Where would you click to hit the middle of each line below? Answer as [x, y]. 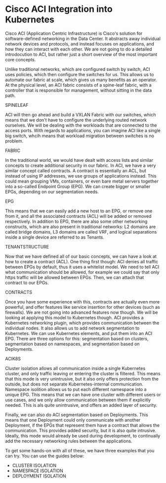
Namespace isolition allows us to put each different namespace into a [76, 389]
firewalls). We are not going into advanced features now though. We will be [82, 312]
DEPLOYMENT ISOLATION [39, 476]
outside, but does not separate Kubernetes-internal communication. [74, 384]
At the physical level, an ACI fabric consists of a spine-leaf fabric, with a [78, 85]
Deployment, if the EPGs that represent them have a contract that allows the [82, 425]
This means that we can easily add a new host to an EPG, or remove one [79, 211]
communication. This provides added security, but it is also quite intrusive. [81, 430]
